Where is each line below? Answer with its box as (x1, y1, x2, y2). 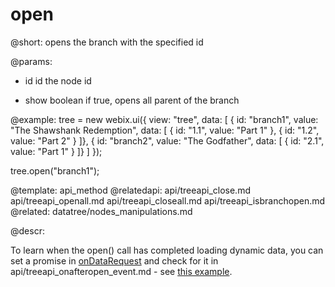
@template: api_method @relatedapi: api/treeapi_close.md (10, 184, 251, 196)
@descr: (10, 224, 45, 237)
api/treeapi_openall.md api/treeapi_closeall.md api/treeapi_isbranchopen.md (10, 194, 326, 207)
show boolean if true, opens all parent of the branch (24, 94, 240, 106)
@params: (10, 55, 53, 67)
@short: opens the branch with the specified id (10, 36, 204, 48)
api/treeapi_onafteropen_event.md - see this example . (10, 265, 233, 277)
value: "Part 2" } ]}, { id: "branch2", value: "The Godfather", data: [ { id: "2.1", (10, 134, 325, 147)
